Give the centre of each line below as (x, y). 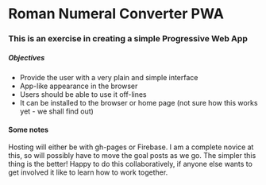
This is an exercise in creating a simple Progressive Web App (128, 39)
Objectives (27, 57)
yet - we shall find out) (56, 111)
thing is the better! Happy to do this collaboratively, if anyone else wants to (130, 164)
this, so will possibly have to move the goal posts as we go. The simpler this (132, 156)
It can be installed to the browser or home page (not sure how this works (139, 103)
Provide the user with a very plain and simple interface (109, 78)
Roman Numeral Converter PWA (116, 14)
